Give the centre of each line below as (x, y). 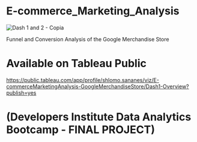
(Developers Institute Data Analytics (99, 117)
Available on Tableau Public (77, 64)
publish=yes (21, 93)
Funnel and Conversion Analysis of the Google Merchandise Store (88, 39)
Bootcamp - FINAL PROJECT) (80, 130)
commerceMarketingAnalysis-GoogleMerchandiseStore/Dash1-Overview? (98, 86)
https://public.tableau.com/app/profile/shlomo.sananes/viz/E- (83, 80)
